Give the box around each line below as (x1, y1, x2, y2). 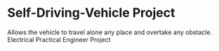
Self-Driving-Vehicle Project (7, 5, 175, 21)
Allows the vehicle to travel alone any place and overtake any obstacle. (7, 28, 213, 36)
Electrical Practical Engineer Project (7, 35, 111, 43)
